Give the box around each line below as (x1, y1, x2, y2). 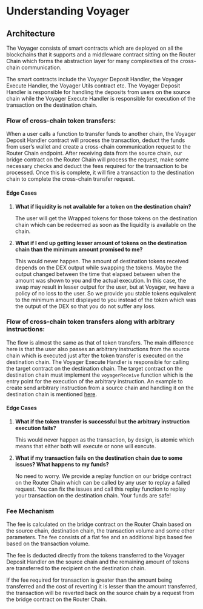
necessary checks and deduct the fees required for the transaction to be (6, 163, 188, 170)
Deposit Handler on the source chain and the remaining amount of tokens (6, 558, 190, 565)
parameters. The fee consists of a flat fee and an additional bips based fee (6, 534, 193, 541)
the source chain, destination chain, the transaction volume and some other (6, 527, 195, 534)
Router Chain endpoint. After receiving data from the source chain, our (6, 150, 182, 157)
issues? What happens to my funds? (15, 461, 109, 468)
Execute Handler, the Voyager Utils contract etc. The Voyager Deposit (6, 82, 181, 89)
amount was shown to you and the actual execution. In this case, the (15, 277, 187, 284)
